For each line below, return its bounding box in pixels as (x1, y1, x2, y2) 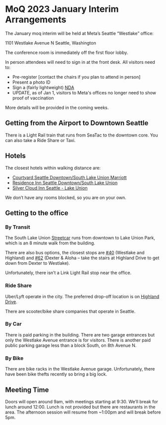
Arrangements (5, 14, 66, 25)
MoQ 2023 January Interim (5, 3, 119, 15)
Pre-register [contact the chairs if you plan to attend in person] (12, 74, 141, 80)
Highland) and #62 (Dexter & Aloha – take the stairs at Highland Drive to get (5, 255, 160, 261)
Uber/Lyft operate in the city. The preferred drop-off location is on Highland (5, 293, 160, 299)
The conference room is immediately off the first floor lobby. (5, 49, 128, 55)
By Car (5, 321, 22, 328)
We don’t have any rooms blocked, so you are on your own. (5, 194, 126, 200)
